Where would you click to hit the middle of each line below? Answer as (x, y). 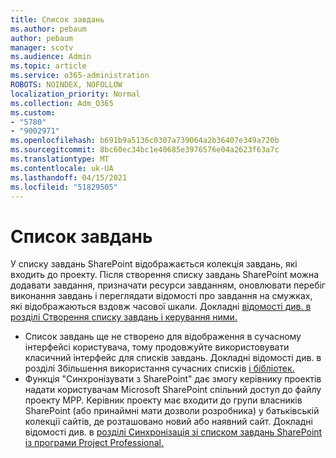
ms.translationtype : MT (60, 159)
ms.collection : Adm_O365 (62, 103)
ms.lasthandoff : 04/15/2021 (69, 177)
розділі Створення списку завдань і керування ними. (124, 317)
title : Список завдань (57, 19)
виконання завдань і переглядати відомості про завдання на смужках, (161, 296)
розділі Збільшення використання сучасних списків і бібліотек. (159, 368)
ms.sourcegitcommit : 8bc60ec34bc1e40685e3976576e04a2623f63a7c (145, 150)
